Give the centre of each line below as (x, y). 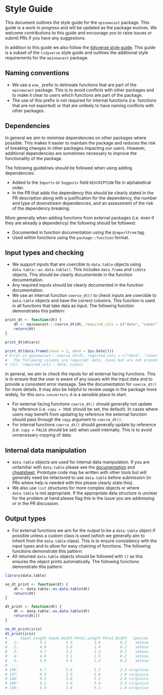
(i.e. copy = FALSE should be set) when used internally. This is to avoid (82, 430)
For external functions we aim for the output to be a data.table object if (84, 530)
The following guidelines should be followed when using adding (69, 168)
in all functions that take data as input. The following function (73, 306)
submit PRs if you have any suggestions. (46, 38)
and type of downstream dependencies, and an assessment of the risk (83, 203)
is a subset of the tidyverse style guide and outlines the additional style (77, 53)
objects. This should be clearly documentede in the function (72, 275)
